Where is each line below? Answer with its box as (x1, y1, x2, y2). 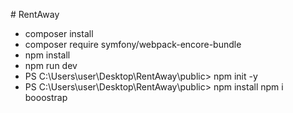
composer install (24, 28, 94, 39)
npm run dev (24, 60, 78, 71)
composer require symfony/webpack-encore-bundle (24, 39, 242, 50)
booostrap (24, 92, 68, 103)
